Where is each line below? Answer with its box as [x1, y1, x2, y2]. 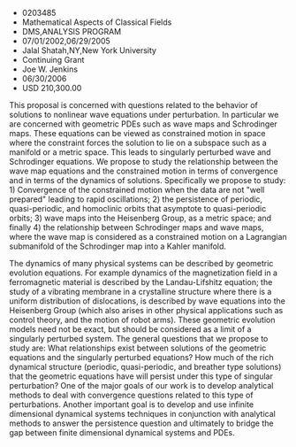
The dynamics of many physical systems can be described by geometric [9, 258, 274, 268]
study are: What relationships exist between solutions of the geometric [9, 343, 267, 353]
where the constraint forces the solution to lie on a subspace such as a [9, 137, 267, 148]
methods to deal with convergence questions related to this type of [9, 389, 254, 400]
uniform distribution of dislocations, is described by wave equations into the [9, 296, 285, 306]
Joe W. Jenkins [21, 64, 78, 74]
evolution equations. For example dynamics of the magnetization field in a [9, 267, 278, 278]
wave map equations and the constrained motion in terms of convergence [9, 166, 278, 176]
